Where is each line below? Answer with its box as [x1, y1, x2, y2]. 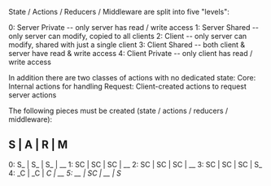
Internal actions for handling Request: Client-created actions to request [8, 81, 247, 91]
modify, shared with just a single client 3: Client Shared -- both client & [8, 40, 246, 50]
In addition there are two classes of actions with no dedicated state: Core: [8, 73, 256, 82]
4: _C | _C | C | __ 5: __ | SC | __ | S [8, 168, 122, 178]
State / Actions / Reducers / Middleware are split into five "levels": [8, 7, 229, 16]
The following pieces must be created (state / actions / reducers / [8, 106, 229, 115]
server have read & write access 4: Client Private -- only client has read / [8, 49, 253, 58]
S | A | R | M [8, 138, 68, 152]
